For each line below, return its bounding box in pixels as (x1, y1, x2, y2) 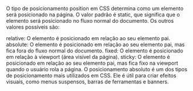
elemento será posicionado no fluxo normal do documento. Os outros (6, 17, 174, 24)
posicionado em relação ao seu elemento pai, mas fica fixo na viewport (6, 60, 178, 66)
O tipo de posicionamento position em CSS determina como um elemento (6, 5, 184, 12)
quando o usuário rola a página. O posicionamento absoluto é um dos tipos (6, 66, 188, 72)
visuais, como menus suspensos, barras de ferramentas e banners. (6, 78, 169, 85)
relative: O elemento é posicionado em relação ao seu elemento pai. (6, 35, 170, 41)
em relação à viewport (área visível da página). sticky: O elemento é (6, 54, 170, 60)
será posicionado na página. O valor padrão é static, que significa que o (6, 11, 180, 18)
